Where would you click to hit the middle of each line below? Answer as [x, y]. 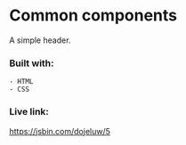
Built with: [32, 63]
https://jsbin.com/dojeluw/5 [60, 131]
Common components [93, 16]
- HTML [21, 82]
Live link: [29, 112]
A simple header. [40, 40]
